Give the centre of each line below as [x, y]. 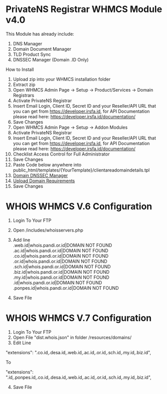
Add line [22, 240]
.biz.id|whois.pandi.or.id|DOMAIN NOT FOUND [61, 272]
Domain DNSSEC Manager [40, 175]
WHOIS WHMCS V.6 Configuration [79, 207]
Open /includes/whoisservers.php [48, 230]
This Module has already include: [40, 34]
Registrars [24, 95]
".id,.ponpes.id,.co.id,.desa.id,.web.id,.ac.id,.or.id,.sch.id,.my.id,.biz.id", [79, 377]
